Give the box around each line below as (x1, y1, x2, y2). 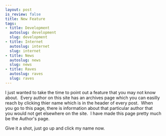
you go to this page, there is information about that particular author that (5, 105, 153, 111)
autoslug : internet (9, 44, 50, 49)
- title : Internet (5, 39, 43, 44)
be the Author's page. (5, 115, 50, 121)
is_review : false (5, 12, 41, 17)
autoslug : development (9, 30, 56, 35)
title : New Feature (5, 16, 46, 21)
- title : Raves (5, 67, 37, 72)
